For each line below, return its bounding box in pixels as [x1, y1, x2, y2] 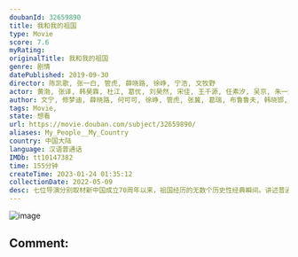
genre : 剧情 [9, 63, 51, 72]
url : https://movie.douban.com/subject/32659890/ [9, 121, 197, 129]
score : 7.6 [9, 37, 50, 47]
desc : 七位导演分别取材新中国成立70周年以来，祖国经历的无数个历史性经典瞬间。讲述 [9, 186, 279, 195]
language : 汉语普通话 [9, 144, 82, 153]
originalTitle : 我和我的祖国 [9, 54, 109, 63]
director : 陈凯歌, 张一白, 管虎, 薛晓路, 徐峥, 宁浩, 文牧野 [9, 79, 216, 88]
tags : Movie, [9, 104, 58, 113]
